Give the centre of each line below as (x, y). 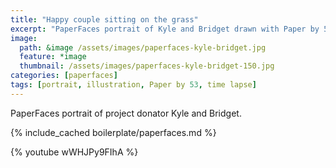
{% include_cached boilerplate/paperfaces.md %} (113, 132)
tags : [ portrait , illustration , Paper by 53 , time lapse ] (133, 85)
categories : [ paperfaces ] (64, 76)
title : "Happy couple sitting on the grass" (104, 19)
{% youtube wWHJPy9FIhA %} (74, 152)
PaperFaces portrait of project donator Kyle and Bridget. (126, 113)
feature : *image (53, 57)
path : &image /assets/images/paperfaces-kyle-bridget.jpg (143, 47)
